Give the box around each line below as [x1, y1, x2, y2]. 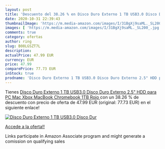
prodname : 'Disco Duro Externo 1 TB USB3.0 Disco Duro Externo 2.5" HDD [5, 75, 157, 80]
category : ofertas [5, 35, 43, 40]
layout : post [5, 7, 32, 12]
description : [5, 48, 32, 53]
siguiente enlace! [5, 104, 40, 110]
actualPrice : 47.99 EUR [5, 52, 54, 58]
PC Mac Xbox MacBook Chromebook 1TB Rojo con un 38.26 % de [5, 94, 139, 100]
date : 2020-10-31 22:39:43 [5, 16, 60, 21]
